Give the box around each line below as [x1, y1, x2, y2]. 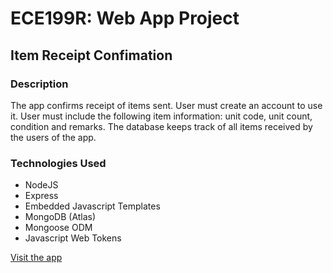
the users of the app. [10, 131, 97, 143]
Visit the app [10, 252, 63, 264]
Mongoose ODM [24, 222, 93, 234]
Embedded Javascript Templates [24, 200, 161, 212]
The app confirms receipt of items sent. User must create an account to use [10, 99, 323, 111]
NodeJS [24, 179, 59, 191]
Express [24, 190, 59, 202]
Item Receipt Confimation [10, 47, 173, 64]
